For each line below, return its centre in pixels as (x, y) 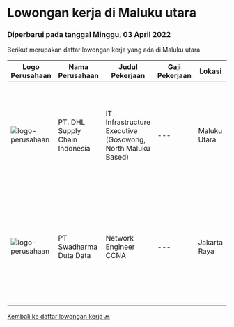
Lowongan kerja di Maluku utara (102, 13)
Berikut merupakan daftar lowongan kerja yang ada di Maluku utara (104, 50)
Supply (70, 131)
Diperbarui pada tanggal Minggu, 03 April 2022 (89, 35)
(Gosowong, (126, 139)
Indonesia (74, 149)
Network (120, 238)
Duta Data (75, 256)
